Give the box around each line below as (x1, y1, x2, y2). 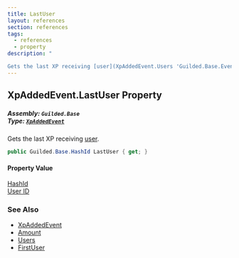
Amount (17, 228, 41, 237)
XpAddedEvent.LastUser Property (7, 90, 162, 102)
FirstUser (17, 243, 45, 252)
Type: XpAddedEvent (7, 117, 65, 125)
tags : (7, 30, 23, 38)
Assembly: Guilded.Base (7, 109, 80, 117)
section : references (7, 23, 69, 31)
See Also (7, 205, 39, 215)
